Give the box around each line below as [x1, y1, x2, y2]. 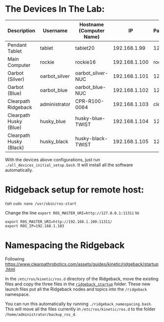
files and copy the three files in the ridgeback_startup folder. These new [5, 281, 150, 287]
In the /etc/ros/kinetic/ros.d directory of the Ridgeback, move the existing [5, 276, 159, 281]
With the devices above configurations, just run [5, 156, 101, 162]
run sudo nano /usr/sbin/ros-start [5, 200, 77, 206]
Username [43, 27, 68, 34]
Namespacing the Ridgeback [5, 240, 125, 251]
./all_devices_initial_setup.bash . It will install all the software [5, 162, 133, 168]
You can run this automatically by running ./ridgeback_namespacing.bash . [5, 301, 152, 306]
